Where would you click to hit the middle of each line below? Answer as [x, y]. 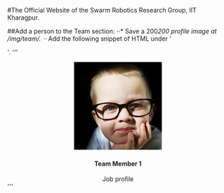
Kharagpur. [24, 18]
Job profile [118, 179]
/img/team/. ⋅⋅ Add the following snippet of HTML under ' [90, 39]
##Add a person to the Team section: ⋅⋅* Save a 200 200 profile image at [112, 31]
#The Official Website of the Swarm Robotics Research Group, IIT [102, 10]
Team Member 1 [118, 164]
